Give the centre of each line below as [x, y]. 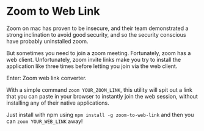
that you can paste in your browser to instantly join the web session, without [102, 96]
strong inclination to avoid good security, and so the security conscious [96, 34]
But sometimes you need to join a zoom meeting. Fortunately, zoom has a [99, 53]
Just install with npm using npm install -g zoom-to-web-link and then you [100, 114]
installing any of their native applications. [58, 103]
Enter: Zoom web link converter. [46, 78]
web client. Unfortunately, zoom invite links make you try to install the [94, 59]
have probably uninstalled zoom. [47, 41]
